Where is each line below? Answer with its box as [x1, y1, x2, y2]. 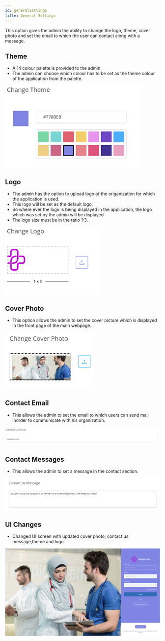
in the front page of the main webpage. [12, 322, 92, 328]
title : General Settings [5, 13, 56, 18]
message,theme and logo [12, 538, 64, 544]
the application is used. [12, 196, 60, 202]
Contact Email [5, 399, 49, 407]
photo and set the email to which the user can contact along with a [5, 33, 140, 39]
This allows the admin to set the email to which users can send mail [12, 412, 149, 418]
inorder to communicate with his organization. [12, 417, 106, 423]
